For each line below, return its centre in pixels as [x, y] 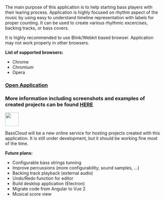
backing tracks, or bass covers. [37, 28]
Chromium [23, 67]
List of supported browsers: [34, 52]
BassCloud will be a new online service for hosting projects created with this [82, 133]
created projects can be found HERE [49, 104]
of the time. [17, 144]
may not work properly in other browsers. [47, 43]
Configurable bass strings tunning [47, 163]
